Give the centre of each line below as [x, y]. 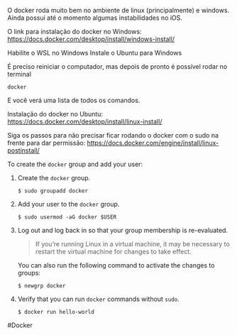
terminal [20, 74]
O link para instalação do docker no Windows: [75, 32]
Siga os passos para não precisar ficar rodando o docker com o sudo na [113, 135]
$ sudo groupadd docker [53, 191]
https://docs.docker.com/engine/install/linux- [153, 143]
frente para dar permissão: [46, 143]
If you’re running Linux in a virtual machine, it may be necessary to [133, 244]
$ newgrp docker [42, 286]
